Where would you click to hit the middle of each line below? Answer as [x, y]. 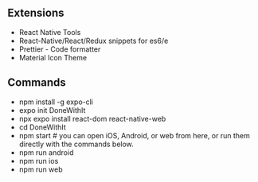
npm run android [46, 152]
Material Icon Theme [53, 57]
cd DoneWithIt [43, 127]
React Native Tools [50, 32]
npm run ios [39, 161]
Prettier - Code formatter [60, 49]
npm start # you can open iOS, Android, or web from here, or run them [134, 135]
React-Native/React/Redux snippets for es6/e [94, 41]
